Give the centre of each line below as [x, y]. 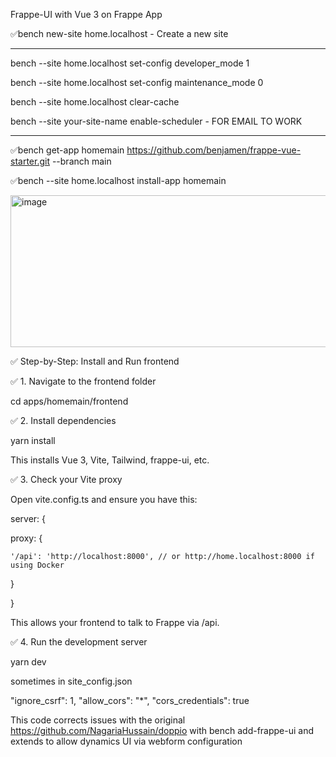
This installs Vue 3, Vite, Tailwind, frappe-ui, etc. [110, 460]
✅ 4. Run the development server [79, 642]
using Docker [37, 565]
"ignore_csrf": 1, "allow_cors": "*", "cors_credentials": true [130, 700]
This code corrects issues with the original [98, 720]
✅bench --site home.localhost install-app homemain [118, 180]
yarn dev [28, 662]
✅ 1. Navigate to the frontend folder [83, 381]
